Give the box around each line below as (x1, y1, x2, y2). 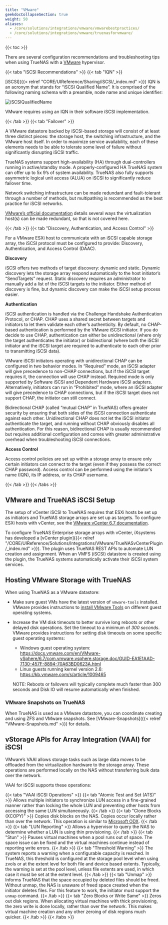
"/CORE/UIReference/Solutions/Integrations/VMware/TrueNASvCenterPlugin (5, 540, 163, 546)
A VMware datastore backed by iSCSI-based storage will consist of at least (5, 128, 160, 134)
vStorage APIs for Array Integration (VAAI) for (5, 735, 151, 744)
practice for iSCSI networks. (5, 200, 63, 206)
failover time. (5, 180, 32, 186)
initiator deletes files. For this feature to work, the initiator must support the (5, 887, 159, 893)
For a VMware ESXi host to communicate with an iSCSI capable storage (5, 235, 152, 240)
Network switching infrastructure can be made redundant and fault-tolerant (5, 190, 161, 195)
